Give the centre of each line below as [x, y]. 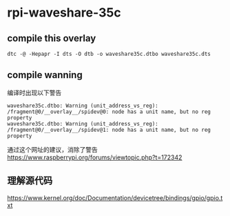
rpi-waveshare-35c [64, 13]
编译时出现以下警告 [34, 92]
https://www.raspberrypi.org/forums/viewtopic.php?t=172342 [95, 157]
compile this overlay [52, 38]
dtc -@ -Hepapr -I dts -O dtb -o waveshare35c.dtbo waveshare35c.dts [109, 54]
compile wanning [45, 75]
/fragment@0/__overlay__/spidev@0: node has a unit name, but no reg [109, 112]
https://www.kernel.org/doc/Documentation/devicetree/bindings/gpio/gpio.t [115, 197]
